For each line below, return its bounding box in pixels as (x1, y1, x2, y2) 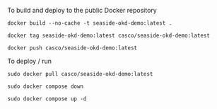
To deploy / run (7, 57, 52, 65)
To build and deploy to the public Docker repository (7, 6, 157, 14)
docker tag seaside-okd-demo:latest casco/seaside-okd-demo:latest (7, 32, 211, 39)
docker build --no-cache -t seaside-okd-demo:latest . (7, 20, 172, 27)
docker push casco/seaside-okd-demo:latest (7, 45, 138, 52)
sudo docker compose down (7, 83, 83, 90)
